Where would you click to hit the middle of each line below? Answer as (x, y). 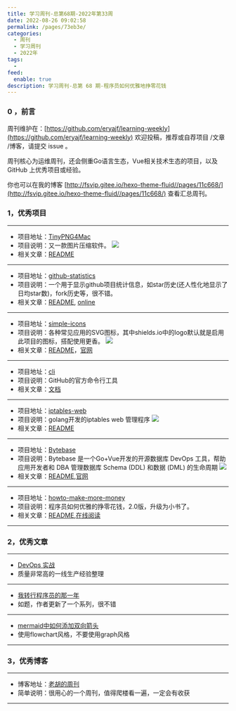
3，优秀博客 (28, 661)
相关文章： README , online (56, 302)
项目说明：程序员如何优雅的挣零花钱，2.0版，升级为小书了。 (105, 506)
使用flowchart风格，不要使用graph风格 (73, 634)
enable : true (33, 79)
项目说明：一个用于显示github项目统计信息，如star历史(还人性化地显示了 (123, 284)
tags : (15, 60)
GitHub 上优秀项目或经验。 (46, 169)
